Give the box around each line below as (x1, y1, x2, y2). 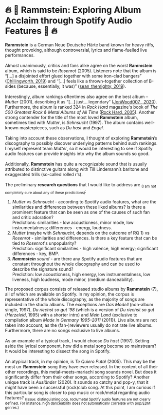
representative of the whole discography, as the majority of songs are (5, 296, 145, 302)
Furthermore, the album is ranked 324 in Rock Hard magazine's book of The (5, 104, 158, 110)
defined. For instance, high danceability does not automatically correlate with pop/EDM (5, 401, 151, 406)
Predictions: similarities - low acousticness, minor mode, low (12, 219, 134, 225)
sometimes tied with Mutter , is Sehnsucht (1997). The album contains (5, 119, 144, 125)
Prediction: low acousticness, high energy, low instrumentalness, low (12, 271, 151, 277)
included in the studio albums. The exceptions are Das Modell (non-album (5, 301, 153, 307)
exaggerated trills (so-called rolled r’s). (5, 171, 83, 177)
